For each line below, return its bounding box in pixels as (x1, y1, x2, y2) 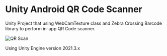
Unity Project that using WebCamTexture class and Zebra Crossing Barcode (5, 20, 162, 26)
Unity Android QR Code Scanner (5, 4, 142, 15)
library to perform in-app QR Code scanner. (5, 25, 96, 31)
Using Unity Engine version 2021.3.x (5, 45, 80, 51)
